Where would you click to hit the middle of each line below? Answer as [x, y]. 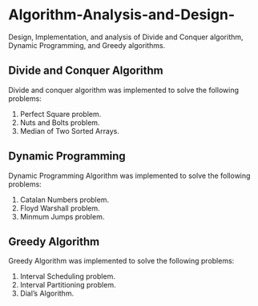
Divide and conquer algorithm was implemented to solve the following [123, 90]
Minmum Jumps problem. [62, 216]
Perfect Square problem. [60, 114]
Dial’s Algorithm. [47, 293]
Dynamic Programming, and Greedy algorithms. [87, 45]
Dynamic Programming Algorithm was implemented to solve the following [129, 175]
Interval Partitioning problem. [68, 285]
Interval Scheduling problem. [68, 276]
